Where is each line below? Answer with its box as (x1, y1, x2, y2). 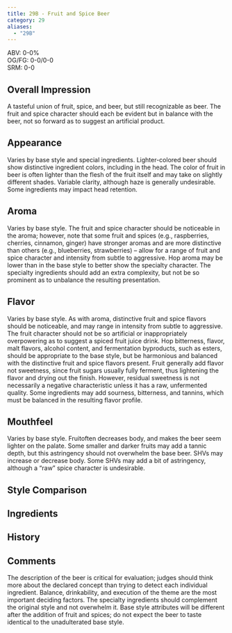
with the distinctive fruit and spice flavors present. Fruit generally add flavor (7, 359, 224, 367)
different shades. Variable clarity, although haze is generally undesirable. (7, 178, 216, 186)
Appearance (7, 137, 63, 149)
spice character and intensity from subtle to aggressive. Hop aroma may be (7, 253, 224, 262)
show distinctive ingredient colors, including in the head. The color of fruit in (7, 163, 226, 171)
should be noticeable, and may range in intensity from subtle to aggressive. (7, 322, 223, 330)
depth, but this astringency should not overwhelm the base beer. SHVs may (7, 449, 224, 458)
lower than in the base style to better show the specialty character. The (7, 260, 211, 269)
